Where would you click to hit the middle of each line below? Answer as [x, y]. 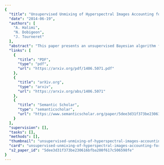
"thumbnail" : [22, 141]
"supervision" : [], [29, 127]
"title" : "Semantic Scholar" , [48, 105]
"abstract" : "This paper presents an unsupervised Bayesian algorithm [82, 46]
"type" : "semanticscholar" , [46, 110]
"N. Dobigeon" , [29, 32]
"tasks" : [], [22, 132]
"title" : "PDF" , [34, 60]
